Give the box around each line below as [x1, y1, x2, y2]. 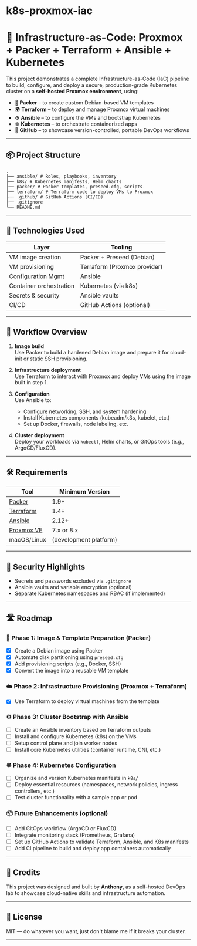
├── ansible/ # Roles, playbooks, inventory [6, 173, 117, 180]
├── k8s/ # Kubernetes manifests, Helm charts [6, 178, 122, 184]
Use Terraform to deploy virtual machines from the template [14, 698, 160, 705]
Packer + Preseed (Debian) [80, 253, 155, 261]
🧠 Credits [6, 867, 41, 878]
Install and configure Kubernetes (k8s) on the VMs [14, 732, 137, 740]
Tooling [110, 243, 133, 251]
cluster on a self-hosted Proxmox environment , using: [6, 88, 139, 95]
